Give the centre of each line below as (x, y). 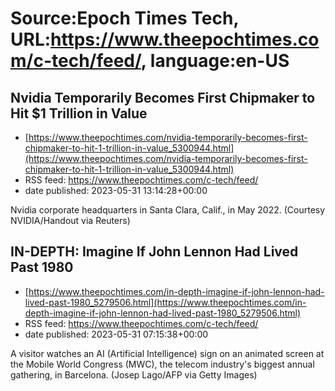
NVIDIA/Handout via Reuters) (70, 220)
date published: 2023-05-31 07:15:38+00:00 (116, 334)
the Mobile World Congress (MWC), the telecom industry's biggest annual (162, 364)
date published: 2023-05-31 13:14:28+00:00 (116, 190)
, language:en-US (215, 61)
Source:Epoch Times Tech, (124, 18)
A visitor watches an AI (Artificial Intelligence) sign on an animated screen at (167, 353)
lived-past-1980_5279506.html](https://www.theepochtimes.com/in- (165, 302)
